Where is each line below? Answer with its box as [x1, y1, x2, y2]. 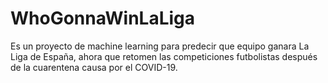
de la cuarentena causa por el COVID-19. [10, 61, 178, 73]
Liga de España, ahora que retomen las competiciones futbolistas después [10, 50, 318, 62]
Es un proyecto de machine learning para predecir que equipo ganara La [10, 40, 310, 52]
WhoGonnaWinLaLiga [10, 7, 196, 30]
